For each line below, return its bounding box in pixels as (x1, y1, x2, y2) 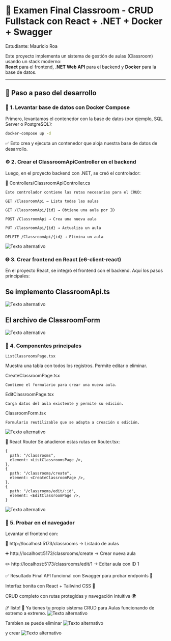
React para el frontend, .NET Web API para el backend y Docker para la (5, 64, 157, 70)
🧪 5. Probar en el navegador (5, 519, 75, 526)
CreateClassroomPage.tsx (5, 373, 60, 379)
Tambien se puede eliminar (5, 620, 62, 626)
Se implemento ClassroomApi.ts (5, 288, 110, 296)
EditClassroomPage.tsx (5, 392, 54, 398)
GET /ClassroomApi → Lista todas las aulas (5, 199, 99, 204)
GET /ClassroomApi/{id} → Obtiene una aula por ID (5, 207, 115, 213)
